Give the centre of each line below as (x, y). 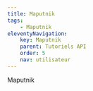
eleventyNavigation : (38, 34)
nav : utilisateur (45, 60)
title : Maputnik (31, 14)
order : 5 (33, 54)
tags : (15, 20)
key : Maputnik (41, 40)
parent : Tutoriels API (53, 47)
